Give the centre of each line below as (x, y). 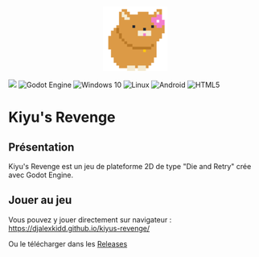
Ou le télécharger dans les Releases (68, 243)
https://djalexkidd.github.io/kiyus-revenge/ (79, 228)
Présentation (41, 147)
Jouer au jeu (40, 200)
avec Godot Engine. (41, 175)
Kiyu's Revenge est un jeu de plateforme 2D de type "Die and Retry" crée (130, 166)
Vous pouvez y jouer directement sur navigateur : (90, 219)
